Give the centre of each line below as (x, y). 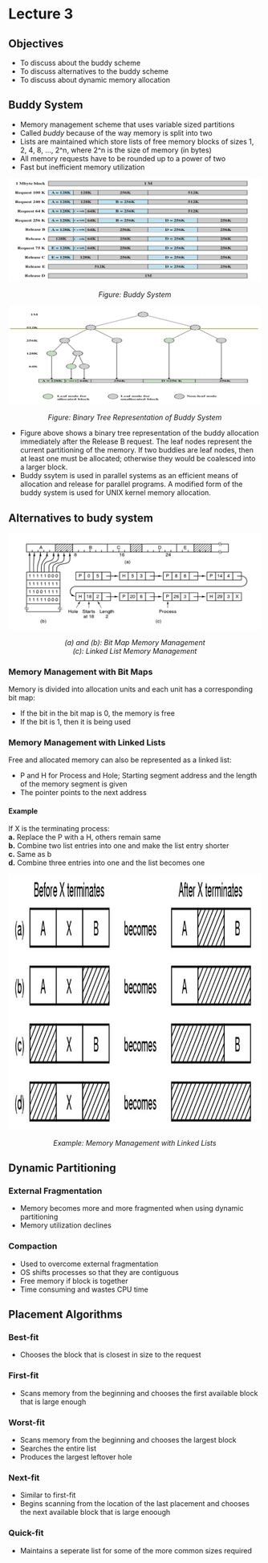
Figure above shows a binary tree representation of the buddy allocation (139, 433)
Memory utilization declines (66, 1225)
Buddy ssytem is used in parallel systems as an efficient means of (129, 476)
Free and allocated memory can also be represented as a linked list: (120, 760)
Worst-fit (27, 1423)
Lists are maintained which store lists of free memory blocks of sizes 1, (137, 141)
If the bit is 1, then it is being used (75, 721)
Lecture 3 (41, 14)
